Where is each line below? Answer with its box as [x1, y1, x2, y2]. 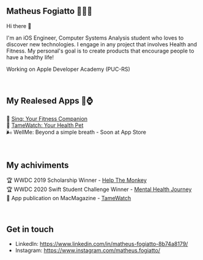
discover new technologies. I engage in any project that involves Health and [6, 40, 197, 48]
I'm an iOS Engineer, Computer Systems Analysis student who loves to [6, 34, 184, 42]
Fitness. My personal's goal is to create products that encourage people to [6, 47, 194, 54]
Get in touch [6, 224, 54, 234]
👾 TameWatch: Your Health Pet [6, 121, 84, 129]
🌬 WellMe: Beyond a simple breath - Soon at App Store [6, 128, 147, 135]
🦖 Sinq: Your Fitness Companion [6, 115, 87, 122]
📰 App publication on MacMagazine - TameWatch [6, 195, 131, 202]
